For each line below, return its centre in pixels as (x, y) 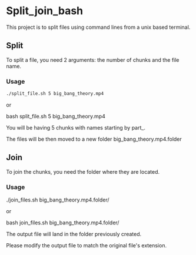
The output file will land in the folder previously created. (74, 234)
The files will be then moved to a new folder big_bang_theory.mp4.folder (94, 139)
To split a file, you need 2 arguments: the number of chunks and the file (93, 59)
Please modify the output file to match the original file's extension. (86, 246)
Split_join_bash (45, 11)
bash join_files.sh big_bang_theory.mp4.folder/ (63, 223)
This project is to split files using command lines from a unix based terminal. (98, 27)
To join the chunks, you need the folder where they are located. (83, 171)
